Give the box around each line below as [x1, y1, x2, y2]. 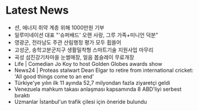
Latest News [5, 4, 69, 17]
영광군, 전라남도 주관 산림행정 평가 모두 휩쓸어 [14, 39, 122, 46]
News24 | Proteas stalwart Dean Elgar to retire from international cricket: [14, 66, 194, 74]
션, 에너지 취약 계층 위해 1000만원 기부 [14, 24, 105, 31]
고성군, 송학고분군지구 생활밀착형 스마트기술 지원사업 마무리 [14, 46, 154, 53]
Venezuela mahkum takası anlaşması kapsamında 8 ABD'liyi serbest [14, 85, 182, 93]
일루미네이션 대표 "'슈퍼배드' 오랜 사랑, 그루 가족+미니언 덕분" [14, 31, 159, 39]
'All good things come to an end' [14, 72, 94, 80]
